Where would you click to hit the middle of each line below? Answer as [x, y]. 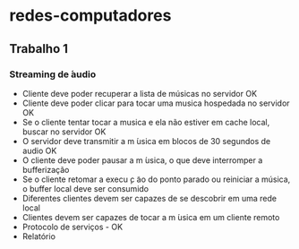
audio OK [39, 150]
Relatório [39, 236]
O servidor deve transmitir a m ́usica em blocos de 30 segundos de [146, 141]
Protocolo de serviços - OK [73, 227]
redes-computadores [90, 16]
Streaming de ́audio [53, 74]
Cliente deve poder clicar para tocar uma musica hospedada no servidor [156, 103]
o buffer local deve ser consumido [85, 188]
